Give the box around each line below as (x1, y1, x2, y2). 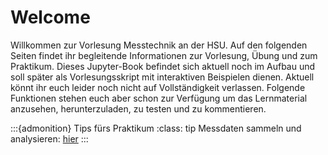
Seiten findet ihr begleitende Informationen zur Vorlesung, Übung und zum (10, 49, 318, 61)
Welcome (10, 6, 91, 29)
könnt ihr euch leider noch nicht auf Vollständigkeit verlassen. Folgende (10, 81, 306, 93)
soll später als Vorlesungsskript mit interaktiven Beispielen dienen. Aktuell (10, 71, 315, 83)
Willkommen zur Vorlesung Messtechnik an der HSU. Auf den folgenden (10, 39, 308, 51)
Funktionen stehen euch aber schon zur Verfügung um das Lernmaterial (10, 92, 308, 104)
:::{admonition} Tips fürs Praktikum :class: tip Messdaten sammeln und (10, 122, 302, 134)
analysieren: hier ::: (10, 132, 89, 145)
